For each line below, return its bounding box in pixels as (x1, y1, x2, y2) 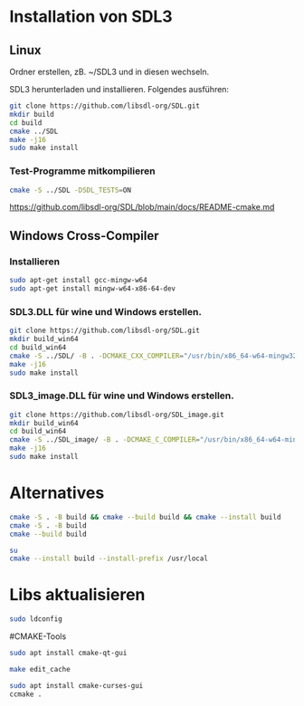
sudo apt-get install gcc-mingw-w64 (9, 276, 147, 285)
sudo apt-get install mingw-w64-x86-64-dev (9, 283, 176, 293)
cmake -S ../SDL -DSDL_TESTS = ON (9, 186, 131, 195)
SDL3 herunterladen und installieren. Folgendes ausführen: (9, 84, 229, 94)
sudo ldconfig (9, 615, 63, 624)
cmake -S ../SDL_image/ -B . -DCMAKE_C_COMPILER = (9, 435, 201, 444)
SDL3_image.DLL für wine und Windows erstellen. (9, 389, 234, 402)
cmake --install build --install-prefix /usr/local (9, 554, 208, 563)
